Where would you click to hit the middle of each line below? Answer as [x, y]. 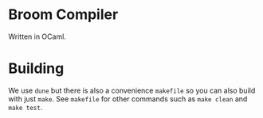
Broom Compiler [63, 15]
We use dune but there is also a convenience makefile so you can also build [132, 90]
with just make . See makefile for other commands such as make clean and [128, 99]
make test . [26, 107]
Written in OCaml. [37, 36]
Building [36, 69]
